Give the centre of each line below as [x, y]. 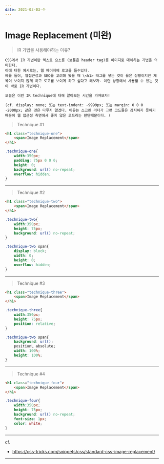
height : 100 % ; [28, 355]
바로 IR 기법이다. [26, 86]
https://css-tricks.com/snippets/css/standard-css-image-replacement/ [83, 451]
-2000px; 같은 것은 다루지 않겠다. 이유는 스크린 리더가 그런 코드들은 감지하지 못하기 [81, 110]
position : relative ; [35, 324]
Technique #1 [31, 124]
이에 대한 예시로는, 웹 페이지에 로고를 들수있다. [47, 70]
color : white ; [28, 423]
